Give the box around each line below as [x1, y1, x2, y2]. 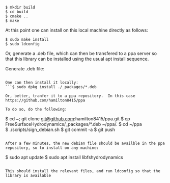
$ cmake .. [5, 14, 29, 19]
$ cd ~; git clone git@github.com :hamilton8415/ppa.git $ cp [5, 116, 131, 122]
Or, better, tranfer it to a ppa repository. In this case [5, 93, 136, 98]
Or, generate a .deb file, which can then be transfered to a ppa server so [5, 50, 157, 56]
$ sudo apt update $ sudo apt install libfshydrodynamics [5, 154, 123, 160]
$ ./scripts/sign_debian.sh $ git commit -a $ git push [5, 126, 116, 133]
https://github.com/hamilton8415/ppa [5, 98, 86, 103]
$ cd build [5, 9, 29, 14]
